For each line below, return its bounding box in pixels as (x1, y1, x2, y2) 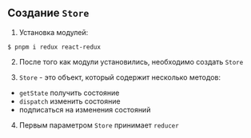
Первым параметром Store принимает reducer (18, 120, 179, 130)
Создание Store (7, 6, 90, 20)
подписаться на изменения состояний (18, 104, 151, 114)
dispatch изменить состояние (18, 96, 121, 106)
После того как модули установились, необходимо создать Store (18, 57, 244, 66)
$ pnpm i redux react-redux (7, 43, 102, 51)
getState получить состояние (18, 88, 120, 97)
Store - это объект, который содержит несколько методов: (18, 72, 221, 82)
